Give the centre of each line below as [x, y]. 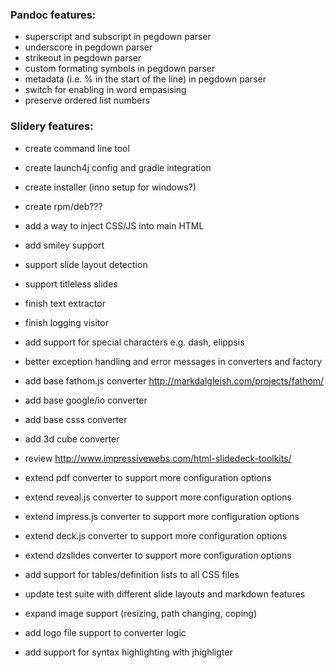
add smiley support [64, 245]
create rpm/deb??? [63, 206]
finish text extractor [65, 303]
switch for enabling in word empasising [105, 90]
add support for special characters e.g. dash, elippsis [134, 342]
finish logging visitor [66, 322]
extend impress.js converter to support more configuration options [162, 516]
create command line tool [77, 148]
